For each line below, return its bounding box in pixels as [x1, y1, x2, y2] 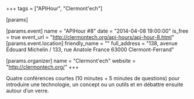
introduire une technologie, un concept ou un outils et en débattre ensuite [6, 81, 183, 88]
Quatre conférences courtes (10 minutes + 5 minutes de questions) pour [6, 75, 180, 82]
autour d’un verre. [6, 87, 50, 94]
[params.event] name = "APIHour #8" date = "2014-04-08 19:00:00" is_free [6, 27, 189, 34]
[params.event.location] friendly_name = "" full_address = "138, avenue [6, 40, 178, 47]
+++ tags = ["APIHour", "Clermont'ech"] [6, 5, 103, 12]
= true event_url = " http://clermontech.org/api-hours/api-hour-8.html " [6, 34, 174, 40]
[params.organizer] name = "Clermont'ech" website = [6, 58, 136, 64]
